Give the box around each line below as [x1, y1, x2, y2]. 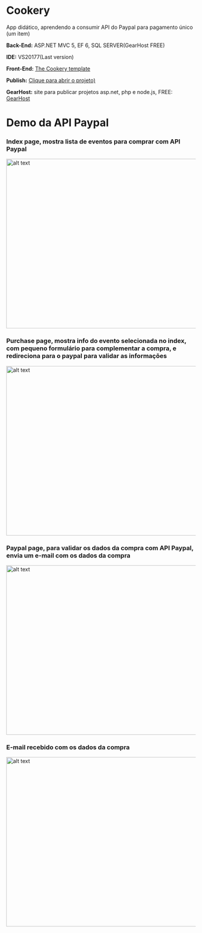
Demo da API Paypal [6, 116, 109, 130]
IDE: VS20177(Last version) [6, 53, 74, 60]
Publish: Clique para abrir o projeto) [6, 77, 96, 84]
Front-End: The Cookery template [6, 64, 91, 72]
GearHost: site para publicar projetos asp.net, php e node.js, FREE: [6, 88, 173, 95]
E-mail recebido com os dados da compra [6, 743, 130, 751]
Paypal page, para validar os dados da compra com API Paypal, [6, 544, 194, 552]
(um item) [6, 30, 30, 37]
